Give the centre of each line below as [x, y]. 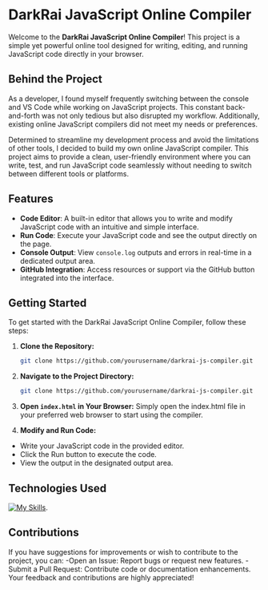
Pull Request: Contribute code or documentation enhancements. [145, 569]
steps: [18, 331]
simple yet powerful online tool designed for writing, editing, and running [128, 45]
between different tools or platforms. [69, 173]
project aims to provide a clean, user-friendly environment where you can [130, 156]
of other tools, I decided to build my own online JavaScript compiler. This [129, 148]
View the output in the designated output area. [96, 463]
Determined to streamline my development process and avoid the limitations [134, 139]
